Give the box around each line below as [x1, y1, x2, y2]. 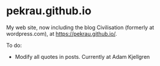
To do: [6, 42, 22, 49]
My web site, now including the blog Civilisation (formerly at [6, 24, 155, 31]
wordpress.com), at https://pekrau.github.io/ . [6, 30, 117, 37]
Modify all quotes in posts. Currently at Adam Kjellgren [14, 53, 150, 60]
